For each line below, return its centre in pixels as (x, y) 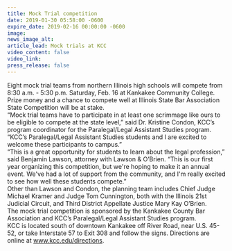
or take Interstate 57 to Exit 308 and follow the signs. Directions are (114, 233)
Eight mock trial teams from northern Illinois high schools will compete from (115, 85)
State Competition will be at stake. (56, 107)
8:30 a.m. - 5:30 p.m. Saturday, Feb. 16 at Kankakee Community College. (111, 92)
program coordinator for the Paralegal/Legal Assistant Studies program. (109, 129)
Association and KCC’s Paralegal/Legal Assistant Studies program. (102, 218)
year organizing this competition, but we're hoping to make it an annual (108, 166)
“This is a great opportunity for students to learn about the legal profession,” (116, 152)
